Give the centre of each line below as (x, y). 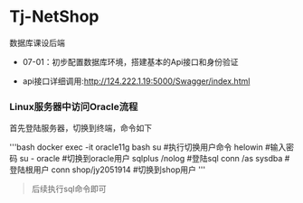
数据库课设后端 (37, 42)
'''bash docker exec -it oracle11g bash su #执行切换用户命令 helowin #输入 (148, 147)
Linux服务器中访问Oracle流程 (74, 106)
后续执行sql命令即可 (69, 189)
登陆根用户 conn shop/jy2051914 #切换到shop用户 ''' (108, 170)
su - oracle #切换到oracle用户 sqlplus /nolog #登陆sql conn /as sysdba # (155, 159)
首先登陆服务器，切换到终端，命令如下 (80, 128)
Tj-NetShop (54, 17)
